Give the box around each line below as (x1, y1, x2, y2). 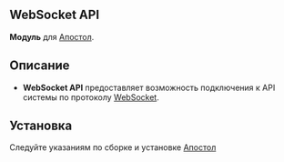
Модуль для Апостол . (9, 31, 95, 42)
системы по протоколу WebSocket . (22, 91, 159, 103)
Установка (9, 118, 73, 134)
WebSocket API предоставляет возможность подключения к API (22, 82, 276, 93)
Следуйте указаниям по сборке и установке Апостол (9, 142, 217, 153)
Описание (9, 58, 70, 74)
